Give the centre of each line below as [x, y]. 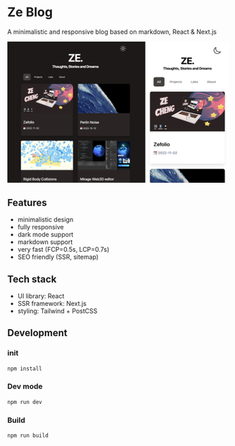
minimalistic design [45, 219]
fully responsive [41, 227]
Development [38, 333]
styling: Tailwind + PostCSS [57, 311]
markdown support [45, 242]
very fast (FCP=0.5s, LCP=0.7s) [63, 250]
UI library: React [41, 295]
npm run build [28, 435]
